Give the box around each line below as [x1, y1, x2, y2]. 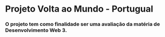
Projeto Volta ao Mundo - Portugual [5, 3, 154, 15]
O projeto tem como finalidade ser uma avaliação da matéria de [5, 21, 160, 28]
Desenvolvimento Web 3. [5, 27, 67, 34]
